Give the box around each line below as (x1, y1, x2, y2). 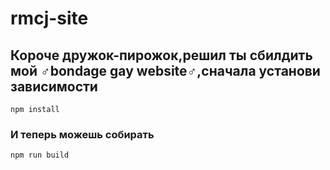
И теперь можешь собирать (10, 127, 155, 141)
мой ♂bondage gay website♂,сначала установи (10, 62, 321, 79)
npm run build (10, 150, 70, 161)
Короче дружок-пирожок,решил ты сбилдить (10, 47, 313, 64)
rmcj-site (10, 7, 89, 30)
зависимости (10, 78, 98, 95)
